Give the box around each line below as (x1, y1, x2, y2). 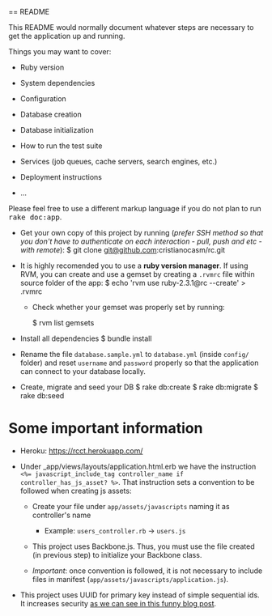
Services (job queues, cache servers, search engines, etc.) (19, 157, 218, 166)
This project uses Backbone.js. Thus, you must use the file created (32, 542, 255, 551)
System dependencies (19, 79, 96, 87)
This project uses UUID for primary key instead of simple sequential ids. (19, 590, 261, 600)
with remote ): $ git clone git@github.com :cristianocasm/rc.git (19, 245, 225, 254)
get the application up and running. (8, 32, 125, 40)
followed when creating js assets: (19, 486, 132, 495)
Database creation (19, 109, 83, 119)
